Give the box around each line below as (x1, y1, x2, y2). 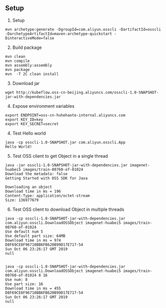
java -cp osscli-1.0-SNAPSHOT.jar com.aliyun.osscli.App (5, 140, 126, 145)
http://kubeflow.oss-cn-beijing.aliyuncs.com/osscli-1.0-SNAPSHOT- (16, 90, 159, 95)
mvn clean (5, 54, 26, 59)
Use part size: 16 (5, 282, 43, 287)
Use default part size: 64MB (5, 233, 66, 239)
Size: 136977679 (5, 197, 39, 203)
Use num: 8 (5, 277, 28, 282)
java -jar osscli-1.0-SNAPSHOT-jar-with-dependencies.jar (5, 162, 128, 168)
